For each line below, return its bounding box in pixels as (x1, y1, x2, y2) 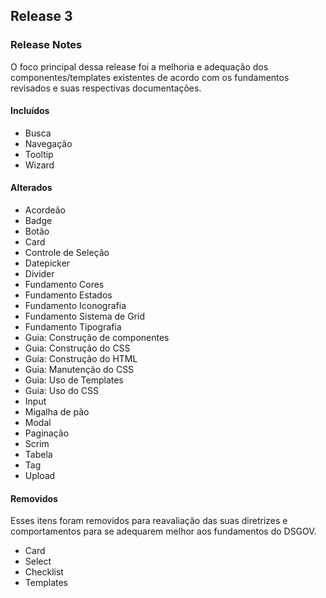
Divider (24, 268, 55, 280)
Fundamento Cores (24, 279, 105, 291)
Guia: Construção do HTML (24, 353, 138, 365)
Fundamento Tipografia (24, 321, 122, 333)
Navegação (24, 137, 73, 149)
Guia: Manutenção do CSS (24, 364, 135, 376)
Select (24, 555, 52, 568)
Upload (24, 470, 56, 482)
